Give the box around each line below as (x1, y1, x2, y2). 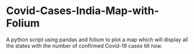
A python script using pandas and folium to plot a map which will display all (6, 36, 188, 43)
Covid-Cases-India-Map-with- (6, 4, 159, 18)
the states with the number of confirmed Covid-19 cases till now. (6, 42, 163, 49)
